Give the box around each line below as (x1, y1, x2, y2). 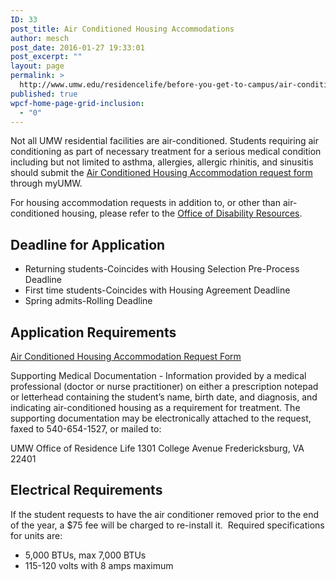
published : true (10, 89, 78, 99)
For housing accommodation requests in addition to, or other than (10, 197, 281, 209)
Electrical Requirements (10, 482, 163, 499)
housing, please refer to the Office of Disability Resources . (61, 207, 303, 220)
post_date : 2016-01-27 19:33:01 (10, 42, 145, 53)
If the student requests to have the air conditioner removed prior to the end (10, 508, 320, 520)
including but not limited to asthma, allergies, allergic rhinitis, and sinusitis (10, 156, 314, 168)
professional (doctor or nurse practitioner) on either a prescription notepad (10, 381, 319, 392)
